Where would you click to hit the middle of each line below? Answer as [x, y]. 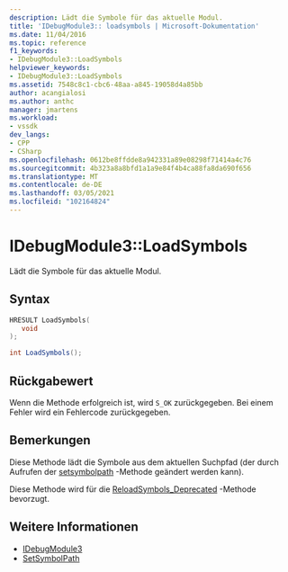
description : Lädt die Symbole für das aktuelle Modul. [116, 18]
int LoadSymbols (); [46, 353]
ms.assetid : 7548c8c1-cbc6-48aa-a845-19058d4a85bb [106, 85]
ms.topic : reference [48, 43]
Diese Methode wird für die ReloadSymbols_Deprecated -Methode [133, 489]
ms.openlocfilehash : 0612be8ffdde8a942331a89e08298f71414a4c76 [130, 160]
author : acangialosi [48, 93]
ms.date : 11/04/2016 [48, 34]
